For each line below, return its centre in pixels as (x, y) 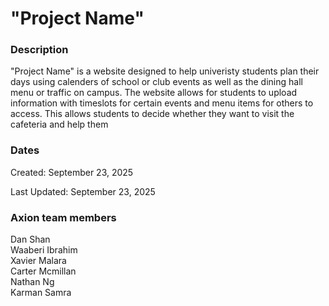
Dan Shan (30, 239)
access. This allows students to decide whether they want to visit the (152, 114)
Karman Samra (41, 293)
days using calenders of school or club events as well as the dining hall (156, 82)
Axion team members (63, 217)
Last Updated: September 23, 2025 (83, 191)
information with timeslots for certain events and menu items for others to (162, 103)
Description (39, 50)
